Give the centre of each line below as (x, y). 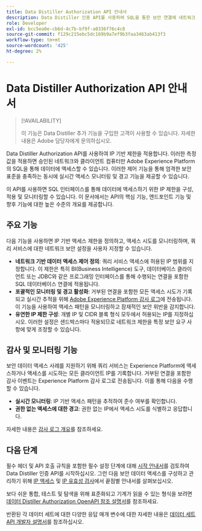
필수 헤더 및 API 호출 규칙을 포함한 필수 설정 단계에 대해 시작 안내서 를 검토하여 (98, 466)
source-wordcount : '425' (37, 46)
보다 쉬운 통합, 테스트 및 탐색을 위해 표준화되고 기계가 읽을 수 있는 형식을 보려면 (99, 494)
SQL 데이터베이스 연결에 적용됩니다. (57, 284)
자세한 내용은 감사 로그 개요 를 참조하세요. (55, 429)
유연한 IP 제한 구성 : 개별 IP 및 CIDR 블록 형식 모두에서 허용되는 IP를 (94, 314)
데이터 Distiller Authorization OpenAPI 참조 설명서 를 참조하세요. (82, 501)
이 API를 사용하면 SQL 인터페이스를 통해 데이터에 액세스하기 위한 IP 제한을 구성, (100, 189)
